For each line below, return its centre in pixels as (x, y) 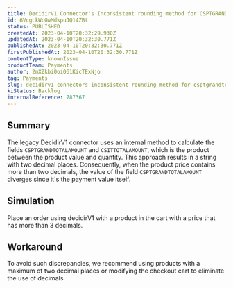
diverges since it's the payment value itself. (69, 179)
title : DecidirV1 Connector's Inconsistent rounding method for (102, 14)
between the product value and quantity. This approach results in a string (112, 157)
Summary (29, 126)
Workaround (35, 247)
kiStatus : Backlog (34, 91)
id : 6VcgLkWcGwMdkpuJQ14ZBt (48, 20)
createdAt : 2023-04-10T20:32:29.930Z (62, 33)
